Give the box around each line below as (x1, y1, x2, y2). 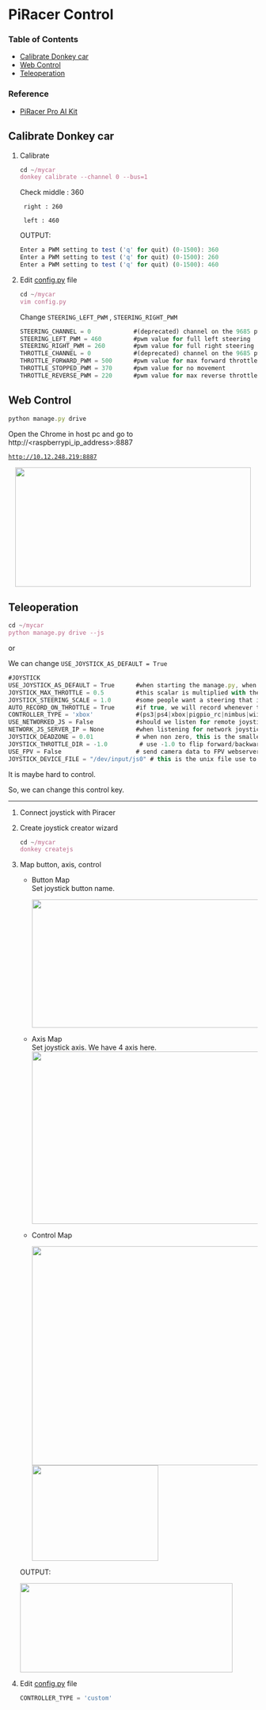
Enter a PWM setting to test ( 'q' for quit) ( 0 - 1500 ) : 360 (19, 246, 219, 254)
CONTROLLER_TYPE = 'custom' (19, 1694, 112, 1702)
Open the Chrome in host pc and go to (8, 429, 133, 438)
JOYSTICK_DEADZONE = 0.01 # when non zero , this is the (8, 733, 236, 741)
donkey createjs (19, 846, 74, 854)
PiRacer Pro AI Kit (19, 106, 78, 116)
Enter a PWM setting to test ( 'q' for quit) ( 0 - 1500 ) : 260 (19, 254, 219, 262)
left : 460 (23, 216, 59, 225)
